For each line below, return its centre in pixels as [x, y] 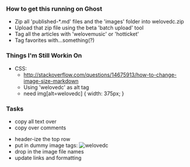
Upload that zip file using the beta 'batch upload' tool [79, 28]
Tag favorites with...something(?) [55, 41]
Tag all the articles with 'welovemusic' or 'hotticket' [77, 34]
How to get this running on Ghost [54, 9]
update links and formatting [48, 158]
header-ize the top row [42, 139]
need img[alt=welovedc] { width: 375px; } [74, 93]
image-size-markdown [51, 81]
